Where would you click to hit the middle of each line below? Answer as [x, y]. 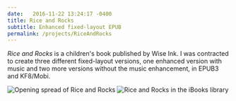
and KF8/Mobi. [29, 76]
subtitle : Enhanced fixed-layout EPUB [64, 27]
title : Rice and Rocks [41, 20]
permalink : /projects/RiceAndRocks [60, 34]
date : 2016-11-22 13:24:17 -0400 [60, 14]
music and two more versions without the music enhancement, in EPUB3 [113, 69]
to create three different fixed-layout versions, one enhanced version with [115, 61]
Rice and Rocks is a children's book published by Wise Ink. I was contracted [118, 54]
